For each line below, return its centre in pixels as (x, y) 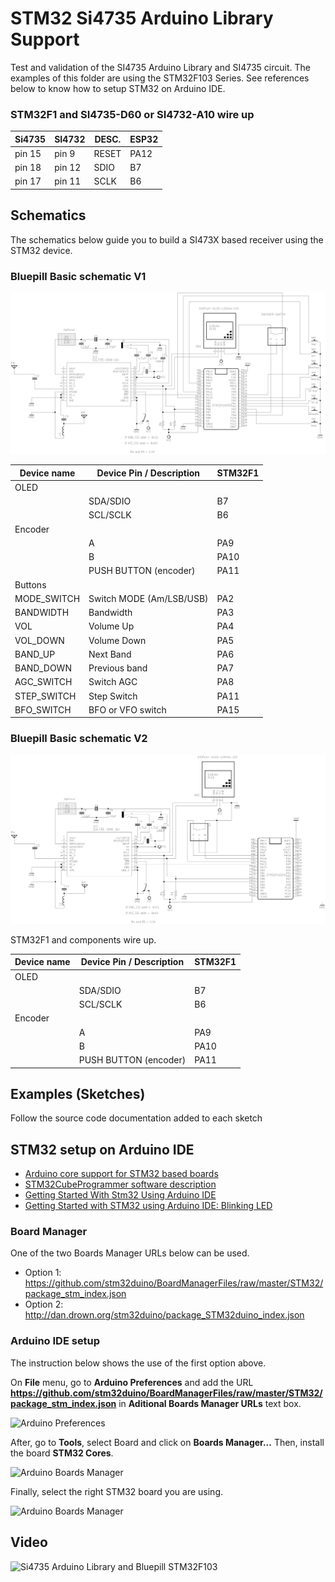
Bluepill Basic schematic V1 (78, 276)
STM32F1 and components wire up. (83, 939)
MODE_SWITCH (47, 598)
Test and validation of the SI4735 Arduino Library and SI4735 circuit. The (160, 67)
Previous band (118, 668)
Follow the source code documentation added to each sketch (136, 1118)
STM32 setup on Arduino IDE (102, 1149)
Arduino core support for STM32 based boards (121, 1174)
